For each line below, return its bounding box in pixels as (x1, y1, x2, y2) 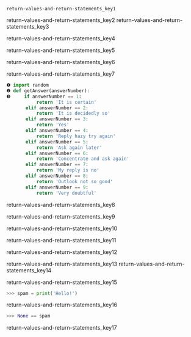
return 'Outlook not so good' (36, 178, 114, 184)
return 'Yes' (36, 122, 70, 128)
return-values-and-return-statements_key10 (6, 225, 118, 232)
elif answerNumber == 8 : (25, 173, 88, 179)
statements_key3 (6, 23, 49, 30)
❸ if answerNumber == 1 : (6, 93, 82, 100)
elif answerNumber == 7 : (25, 162, 88, 168)
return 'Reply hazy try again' (36, 133, 116, 139)
